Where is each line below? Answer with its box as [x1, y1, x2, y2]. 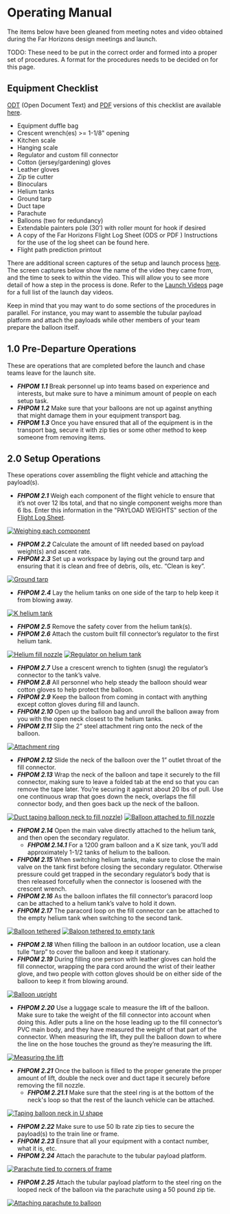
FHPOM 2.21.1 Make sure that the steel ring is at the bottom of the [27, 1088, 214, 1097]
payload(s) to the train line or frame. [16, 1130, 119, 1138]
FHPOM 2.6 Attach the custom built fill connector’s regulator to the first [16, 630, 220, 638]
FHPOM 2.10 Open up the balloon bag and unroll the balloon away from [16, 707, 220, 715]
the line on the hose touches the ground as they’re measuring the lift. [16, 1040, 213, 1049]
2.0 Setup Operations [7, 453, 101, 464]
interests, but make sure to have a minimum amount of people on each [16, 389, 217, 398]
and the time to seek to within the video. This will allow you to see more [7, 273, 209, 282]
